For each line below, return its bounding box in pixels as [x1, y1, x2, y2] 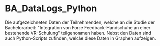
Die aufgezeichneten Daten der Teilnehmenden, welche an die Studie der [5, 19, 155, 25]
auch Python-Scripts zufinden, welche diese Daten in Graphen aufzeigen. [5, 35, 156, 41]
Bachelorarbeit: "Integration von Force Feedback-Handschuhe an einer [5, 24, 151, 30]
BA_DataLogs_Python [5, 3, 97, 14]
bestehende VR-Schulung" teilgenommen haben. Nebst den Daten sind [5, 30, 152, 36]
